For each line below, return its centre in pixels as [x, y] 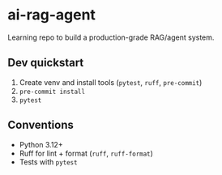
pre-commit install [52, 92]
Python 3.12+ [41, 144]
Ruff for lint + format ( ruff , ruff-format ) [86, 153]
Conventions [41, 125]
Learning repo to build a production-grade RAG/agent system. [111, 37]
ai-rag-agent [52, 15]
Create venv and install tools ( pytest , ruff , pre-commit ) [111, 82]
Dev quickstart [46, 63]
